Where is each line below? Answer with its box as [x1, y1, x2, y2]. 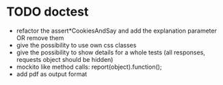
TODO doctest [6, 4, 89, 20]
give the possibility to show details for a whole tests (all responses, [16, 48, 206, 56]
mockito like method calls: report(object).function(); [16, 63, 162, 71]
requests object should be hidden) [16, 55, 114, 63]
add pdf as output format [16, 69, 88, 78]
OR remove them [16, 33, 64, 41]
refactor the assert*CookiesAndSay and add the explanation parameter [16, 27, 217, 35]
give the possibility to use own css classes [16, 41, 137, 49]
